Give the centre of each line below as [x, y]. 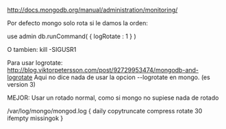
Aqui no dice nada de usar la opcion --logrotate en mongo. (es [122, 77]
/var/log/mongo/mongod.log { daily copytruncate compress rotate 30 [105, 111]
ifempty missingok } [35, 118]
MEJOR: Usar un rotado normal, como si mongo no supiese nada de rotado [113, 98]
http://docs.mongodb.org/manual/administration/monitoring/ [92, 10]
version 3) [22, 84]
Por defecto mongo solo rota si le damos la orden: [78, 23]
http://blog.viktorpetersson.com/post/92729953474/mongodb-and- [103, 70]
